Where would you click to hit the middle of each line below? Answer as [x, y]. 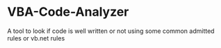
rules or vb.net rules [36, 38]
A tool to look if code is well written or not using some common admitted [111, 31]
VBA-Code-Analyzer [68, 12]
